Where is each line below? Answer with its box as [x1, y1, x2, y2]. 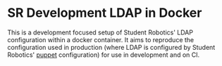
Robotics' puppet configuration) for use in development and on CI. [7, 51, 200, 59]
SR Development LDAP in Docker [7, 5, 202, 21]
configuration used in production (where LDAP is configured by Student [7, 43, 216, 51]
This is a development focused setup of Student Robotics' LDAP [7, 28, 194, 37]
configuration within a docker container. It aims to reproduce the [7, 35, 195, 44]
